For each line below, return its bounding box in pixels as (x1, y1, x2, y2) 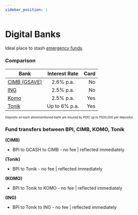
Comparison (5, 57, 36, 64)
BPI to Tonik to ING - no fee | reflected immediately (12, 204, 117, 211)
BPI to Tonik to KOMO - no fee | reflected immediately (12, 185, 123, 191)
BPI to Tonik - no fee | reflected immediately (12, 166, 103, 172)
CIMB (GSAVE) (7, 78, 42, 85)
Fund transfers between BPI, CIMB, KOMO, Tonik (5, 126, 125, 133)
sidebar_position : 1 (5, 7, 48, 12)
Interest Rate (47, 70, 78, 77)
